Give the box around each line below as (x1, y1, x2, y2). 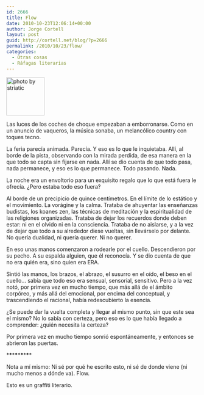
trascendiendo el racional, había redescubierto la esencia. (6, 296, 152, 303)
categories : (6, 49, 37, 55)
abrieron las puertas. (6, 339, 59, 347)
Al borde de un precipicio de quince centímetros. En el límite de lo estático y (6, 195, 197, 202)
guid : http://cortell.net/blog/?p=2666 (6, 37, 108, 43)
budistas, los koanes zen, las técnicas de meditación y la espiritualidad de (6, 208, 192, 215)
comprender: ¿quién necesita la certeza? (6, 321, 109, 328)
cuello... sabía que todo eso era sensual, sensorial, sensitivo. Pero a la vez (6, 277, 193, 284)
